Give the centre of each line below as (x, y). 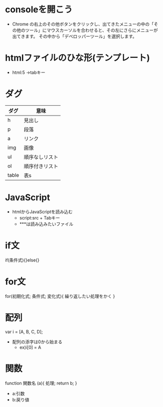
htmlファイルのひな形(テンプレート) (78, 58)
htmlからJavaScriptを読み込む (42, 212)
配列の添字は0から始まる (37, 342)
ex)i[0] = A (30, 347)
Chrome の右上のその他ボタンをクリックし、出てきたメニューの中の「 (83, 24)
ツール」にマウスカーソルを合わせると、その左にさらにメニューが (92, 30)
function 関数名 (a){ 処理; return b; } (41, 383)
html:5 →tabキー (29, 72)
